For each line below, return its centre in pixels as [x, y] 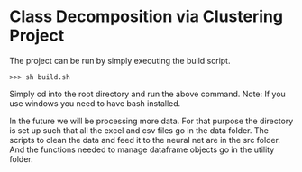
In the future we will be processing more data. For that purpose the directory [151, 121]
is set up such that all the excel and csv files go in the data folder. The [139, 130]
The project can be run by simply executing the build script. [120, 60]
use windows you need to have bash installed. [95, 103]
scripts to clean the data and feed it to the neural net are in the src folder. [145, 140]
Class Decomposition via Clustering [146, 17]
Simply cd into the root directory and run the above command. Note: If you [147, 94]
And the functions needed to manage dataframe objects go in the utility [142, 149]
